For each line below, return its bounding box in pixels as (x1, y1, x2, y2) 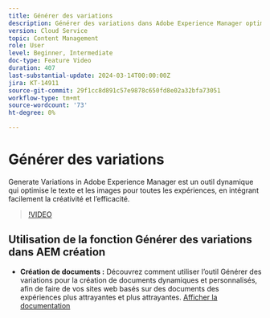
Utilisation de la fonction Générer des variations (8, 233, 253, 247)
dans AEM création (8, 246, 106, 259)
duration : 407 (8, 64, 56, 72)
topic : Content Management (8, 34, 99, 43)
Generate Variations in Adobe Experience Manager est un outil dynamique (8, 177, 254, 186)
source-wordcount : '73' (8, 101, 88, 109)
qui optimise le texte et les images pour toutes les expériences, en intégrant (8, 185, 260, 195)
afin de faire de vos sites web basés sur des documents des (19, 283, 219, 293)
